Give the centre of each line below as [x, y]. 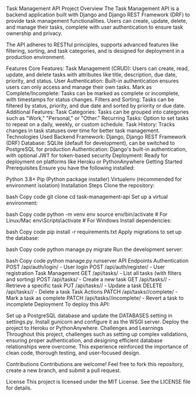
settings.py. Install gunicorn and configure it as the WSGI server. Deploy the [97, 322]
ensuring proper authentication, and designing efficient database [84, 340]
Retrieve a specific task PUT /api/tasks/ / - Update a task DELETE [84, 285]
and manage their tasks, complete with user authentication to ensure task [94, 27]
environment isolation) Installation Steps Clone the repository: [80, 185]
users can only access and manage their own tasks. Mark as [79, 87]
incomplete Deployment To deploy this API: [58, 304]
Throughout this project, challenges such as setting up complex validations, [97, 334]
